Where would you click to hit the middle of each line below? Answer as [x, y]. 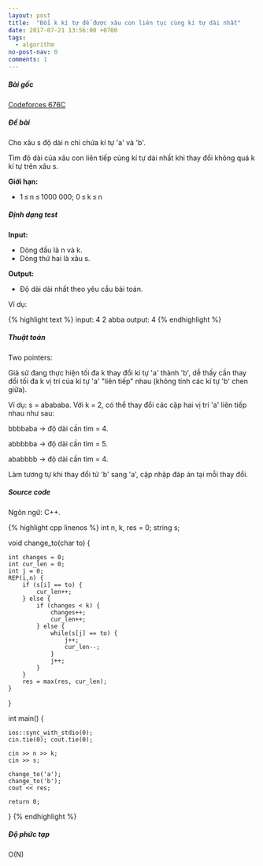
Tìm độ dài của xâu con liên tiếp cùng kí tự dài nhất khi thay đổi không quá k [131, 158]
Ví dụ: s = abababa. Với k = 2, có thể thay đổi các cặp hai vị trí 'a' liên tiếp [128, 405]
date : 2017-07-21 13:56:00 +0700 [63, 30]
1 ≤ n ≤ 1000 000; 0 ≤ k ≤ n [61, 196]
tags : [17, 37]
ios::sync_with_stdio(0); [50, 733]
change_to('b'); [35, 781]
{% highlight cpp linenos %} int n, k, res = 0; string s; [94, 527]
